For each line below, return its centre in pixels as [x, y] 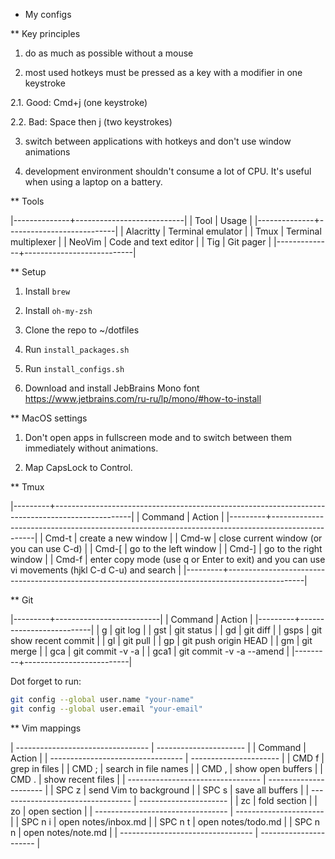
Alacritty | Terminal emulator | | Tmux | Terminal [223, 231]
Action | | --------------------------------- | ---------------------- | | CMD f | [167, 758]
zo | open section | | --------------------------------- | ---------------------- [167, 811]
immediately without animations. [91, 448]
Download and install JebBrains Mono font [112, 388]
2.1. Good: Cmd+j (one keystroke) [79, 102]
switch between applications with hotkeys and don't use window [158, 141]
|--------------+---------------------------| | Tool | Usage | [131, 220]
